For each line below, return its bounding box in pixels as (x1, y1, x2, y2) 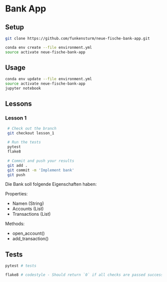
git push (7, 172, 26, 177)
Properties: (5, 191, 28, 197)
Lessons (5, 100, 32, 108)
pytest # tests (5, 264, 37, 269)
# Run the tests (7, 140, 41, 145)
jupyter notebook (5, 86, 41, 91)
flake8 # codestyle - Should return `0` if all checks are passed (5, 273, 146, 278)
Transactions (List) (12, 211, 51, 217)
